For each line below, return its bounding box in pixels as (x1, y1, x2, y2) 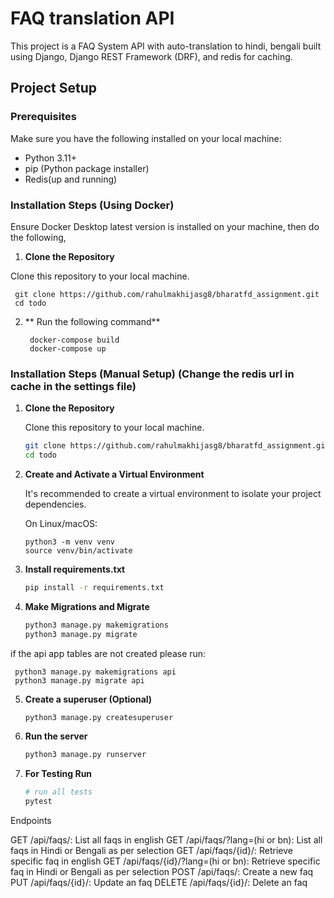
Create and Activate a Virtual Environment (24, 468, 205, 480)
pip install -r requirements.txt (24, 582, 165, 592)
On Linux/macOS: (24, 517, 98, 529)
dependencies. (24, 498, 87, 510)
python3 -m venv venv (24, 537, 115, 547)
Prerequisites (10, 110, 77, 124)
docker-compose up (29, 343, 107, 354)
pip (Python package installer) (24, 162, 150, 174)
